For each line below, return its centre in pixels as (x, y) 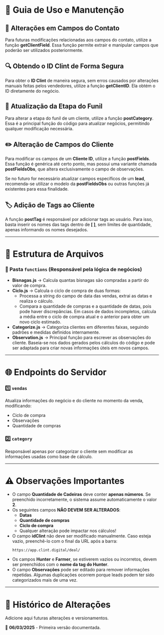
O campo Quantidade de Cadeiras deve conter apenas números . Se (82, 494)
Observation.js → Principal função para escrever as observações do (82, 337)
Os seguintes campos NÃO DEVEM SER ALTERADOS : (66, 510)
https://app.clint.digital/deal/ (46, 550)
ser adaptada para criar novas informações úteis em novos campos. (81, 348)
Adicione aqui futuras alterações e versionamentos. (57, 618)
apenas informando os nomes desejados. (47, 230)
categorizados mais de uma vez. (45, 580)
